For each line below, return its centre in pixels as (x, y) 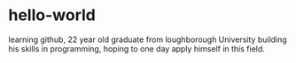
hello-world (52, 15)
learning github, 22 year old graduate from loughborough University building (148, 39)
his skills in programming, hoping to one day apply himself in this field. (136, 48)
